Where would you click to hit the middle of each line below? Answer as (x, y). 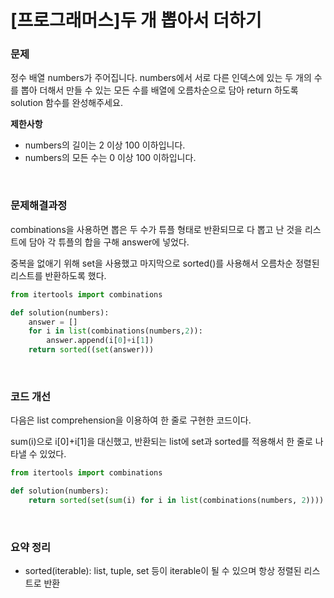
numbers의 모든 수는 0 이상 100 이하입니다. (110, 158)
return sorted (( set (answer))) (91, 350)
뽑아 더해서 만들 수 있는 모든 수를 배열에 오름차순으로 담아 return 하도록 (159, 90)
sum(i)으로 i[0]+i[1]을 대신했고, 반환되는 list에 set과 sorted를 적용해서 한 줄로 (161, 442)
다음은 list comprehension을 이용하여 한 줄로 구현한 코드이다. (131, 420)
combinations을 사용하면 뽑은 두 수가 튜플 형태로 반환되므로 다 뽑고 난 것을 (156, 229)
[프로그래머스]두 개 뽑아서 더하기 (136, 20)
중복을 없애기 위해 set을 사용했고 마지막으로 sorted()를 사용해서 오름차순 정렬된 (165, 263)
